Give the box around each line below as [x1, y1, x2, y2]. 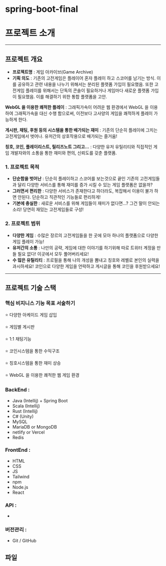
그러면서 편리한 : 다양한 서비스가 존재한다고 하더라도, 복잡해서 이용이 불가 [12, 188, 153, 194]
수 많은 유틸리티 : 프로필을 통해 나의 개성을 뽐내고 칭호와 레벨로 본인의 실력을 [12, 257, 160, 263]
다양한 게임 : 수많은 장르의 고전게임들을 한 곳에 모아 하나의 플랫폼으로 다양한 [12, 232, 159, 238]
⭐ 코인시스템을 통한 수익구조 [5, 348, 60, 354]
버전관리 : [5, 526, 27, 533]
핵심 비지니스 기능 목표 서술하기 [5, 300, 76, 306]
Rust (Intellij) [12, 408, 38, 414]
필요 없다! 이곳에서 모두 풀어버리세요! [17, 251, 89, 257]
